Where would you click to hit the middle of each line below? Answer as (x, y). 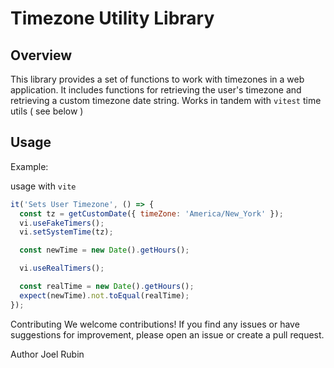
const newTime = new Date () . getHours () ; (104, 250)
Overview (41, 55)
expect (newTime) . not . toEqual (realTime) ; (104, 295)
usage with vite (43, 186)
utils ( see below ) (47, 111)
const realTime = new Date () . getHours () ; (107, 287)
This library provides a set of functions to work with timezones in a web (157, 79)
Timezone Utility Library (112, 18)
